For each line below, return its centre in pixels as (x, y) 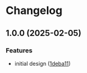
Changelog (34, 11)
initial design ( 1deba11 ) (43, 63)
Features (19, 50)
